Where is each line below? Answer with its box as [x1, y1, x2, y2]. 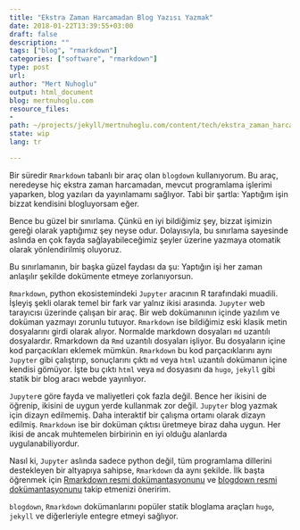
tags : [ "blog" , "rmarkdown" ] [9, 46, 118, 55]
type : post [9, 63, 50, 72]
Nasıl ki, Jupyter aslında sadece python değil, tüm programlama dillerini [9, 455, 272, 466]
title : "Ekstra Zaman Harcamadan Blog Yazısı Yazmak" [9, 12, 214, 22]
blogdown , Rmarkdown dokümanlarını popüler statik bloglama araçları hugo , [9, 501, 275, 511]
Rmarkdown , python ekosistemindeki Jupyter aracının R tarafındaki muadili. [9, 287, 279, 299]
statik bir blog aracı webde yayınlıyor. [9, 373, 146, 384]
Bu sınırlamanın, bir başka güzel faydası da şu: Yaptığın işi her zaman [9, 261, 263, 272]
